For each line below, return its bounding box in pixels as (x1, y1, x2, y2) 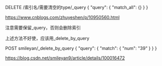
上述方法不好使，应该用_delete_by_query (5, 35, 89, 41)
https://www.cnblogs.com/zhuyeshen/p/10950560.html (5, 14, 120, 20)
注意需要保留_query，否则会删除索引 (5, 24, 81, 30)
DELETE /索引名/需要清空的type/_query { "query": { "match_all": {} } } (5, 4, 148, 10)
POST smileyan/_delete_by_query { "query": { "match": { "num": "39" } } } (5, 45, 157, 51)
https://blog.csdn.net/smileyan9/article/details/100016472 (5, 55, 125, 61)
